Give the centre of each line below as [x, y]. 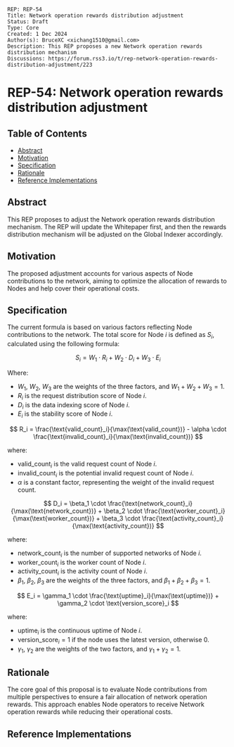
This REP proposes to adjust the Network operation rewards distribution [111, 219]
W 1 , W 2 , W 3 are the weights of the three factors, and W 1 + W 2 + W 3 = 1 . [121, 388]
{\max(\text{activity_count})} [113, 525]
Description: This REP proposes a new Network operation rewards [105, 46]
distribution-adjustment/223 [50, 65]
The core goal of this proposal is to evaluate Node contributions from [107, 689]
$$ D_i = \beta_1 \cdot [75, 503]
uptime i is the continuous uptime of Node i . [80, 631]
